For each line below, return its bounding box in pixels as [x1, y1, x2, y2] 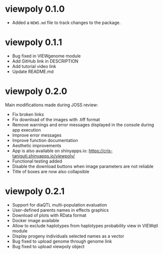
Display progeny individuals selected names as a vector [12, 233, 124, 239]
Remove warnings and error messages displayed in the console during [12, 121, 154, 128]
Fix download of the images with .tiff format [12, 116, 100, 122]
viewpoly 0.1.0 [5, 3, 65, 15]
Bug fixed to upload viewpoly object [12, 243, 85, 249]
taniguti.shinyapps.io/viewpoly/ [12, 153, 75, 159]
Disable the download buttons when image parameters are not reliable [12, 163, 154, 169]
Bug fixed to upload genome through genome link [12, 238, 112, 244]
